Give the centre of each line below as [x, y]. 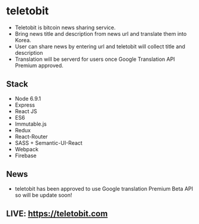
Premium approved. [39, 65]
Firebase [26, 155]
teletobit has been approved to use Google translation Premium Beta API [104, 188]
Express [25, 105]
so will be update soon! [44, 195]
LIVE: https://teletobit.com [57, 214]
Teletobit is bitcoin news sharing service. [65, 27]
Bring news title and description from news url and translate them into [101, 33]
